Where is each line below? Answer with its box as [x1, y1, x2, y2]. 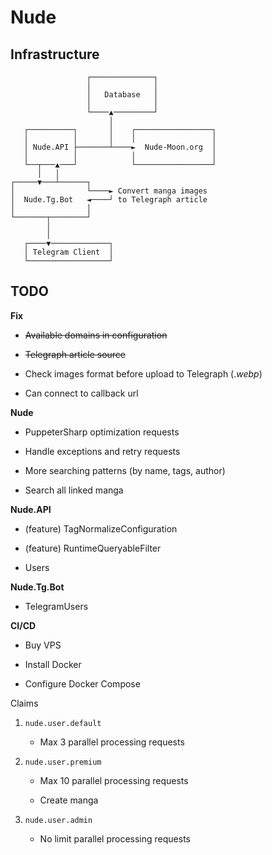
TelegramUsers [24, 600, 89, 612]
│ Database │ [86, 90, 159, 100]
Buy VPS [24, 639, 62, 651]
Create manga [39, 794, 99, 806]
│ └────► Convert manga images [10, 186, 208, 196]
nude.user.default [24, 718, 102, 728]
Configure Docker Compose [24, 677, 141, 690]
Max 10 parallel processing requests [39, 774, 189, 786]
